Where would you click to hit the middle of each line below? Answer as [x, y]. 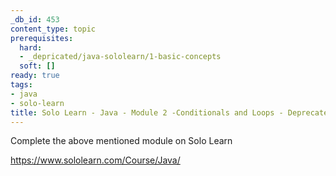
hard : [31, 47]
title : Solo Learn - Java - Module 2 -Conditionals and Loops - [147, 112]
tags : [21, 85]
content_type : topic [53, 29]
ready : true [35, 76]
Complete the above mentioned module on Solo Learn [121, 141]
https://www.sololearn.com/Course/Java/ [95, 160]
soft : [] [37, 66]
